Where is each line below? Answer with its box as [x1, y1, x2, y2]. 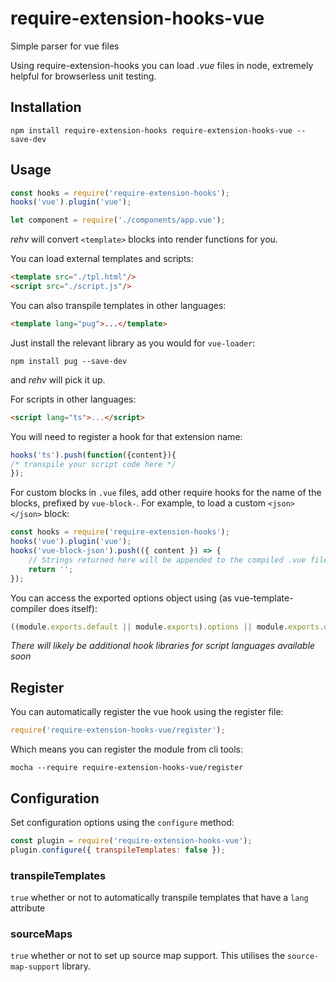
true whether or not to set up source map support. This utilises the [10, 950, 286, 962]
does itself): [48, 602, 98, 614]
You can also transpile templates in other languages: [10, 299, 227, 311]
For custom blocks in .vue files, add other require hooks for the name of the [10, 487, 322, 499]
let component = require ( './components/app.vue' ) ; [10, 215, 226, 226]
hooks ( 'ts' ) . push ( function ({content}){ [10, 450, 177, 460]
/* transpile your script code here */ [10, 459, 177, 469]
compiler [10, 602, 47, 614]
